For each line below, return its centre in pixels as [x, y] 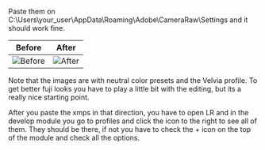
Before [29, 48]
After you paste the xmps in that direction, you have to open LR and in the [129, 112]
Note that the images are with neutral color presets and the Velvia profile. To [133, 81]
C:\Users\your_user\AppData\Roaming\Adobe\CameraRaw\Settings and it [128, 20]
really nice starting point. [49, 97]
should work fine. [36, 28]
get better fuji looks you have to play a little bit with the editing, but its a [125, 89]
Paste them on [32, 11]
